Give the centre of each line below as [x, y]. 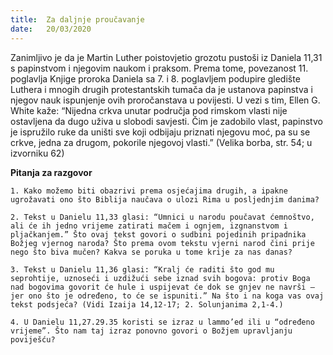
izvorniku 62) [37, 153]
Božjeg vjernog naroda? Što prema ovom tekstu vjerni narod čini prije [162, 243]
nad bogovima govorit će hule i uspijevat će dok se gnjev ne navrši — [162, 287]
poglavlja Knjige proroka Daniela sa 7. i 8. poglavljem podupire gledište [155, 78]
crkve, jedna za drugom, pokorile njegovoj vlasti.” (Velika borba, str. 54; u [161, 142]
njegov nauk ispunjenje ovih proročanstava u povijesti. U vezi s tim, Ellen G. [165, 100]
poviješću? [33, 339]
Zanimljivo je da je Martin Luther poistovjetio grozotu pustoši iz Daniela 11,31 [166, 57]
